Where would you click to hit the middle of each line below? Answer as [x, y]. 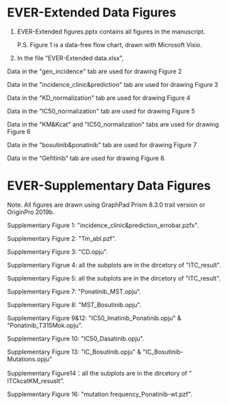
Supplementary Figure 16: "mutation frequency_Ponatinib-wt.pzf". [100, 394]
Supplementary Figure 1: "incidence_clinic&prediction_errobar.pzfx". [103, 225]
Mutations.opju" [30, 359]
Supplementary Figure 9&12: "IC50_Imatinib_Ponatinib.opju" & [94, 318]
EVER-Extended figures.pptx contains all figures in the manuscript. [111, 31]
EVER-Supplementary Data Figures [109, 186]
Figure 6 [19, 131]
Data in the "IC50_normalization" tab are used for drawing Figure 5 [101, 111]
